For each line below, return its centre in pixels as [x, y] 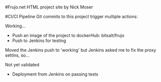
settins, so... [17, 55]
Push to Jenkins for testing [39, 41]
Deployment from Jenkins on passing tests [55, 74]
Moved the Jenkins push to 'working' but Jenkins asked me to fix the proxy [80, 50]
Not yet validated [22, 65]
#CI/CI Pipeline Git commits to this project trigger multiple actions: [71, 16]
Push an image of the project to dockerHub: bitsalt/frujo [68, 35]
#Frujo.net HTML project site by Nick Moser [49, 7]
